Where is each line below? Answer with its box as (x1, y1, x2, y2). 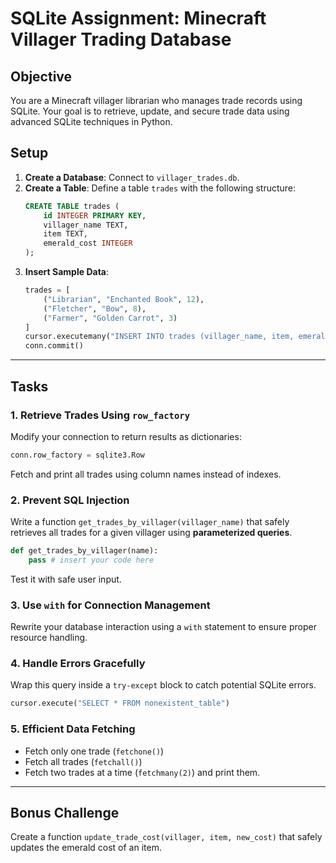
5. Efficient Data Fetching (10, 722, 136, 736)
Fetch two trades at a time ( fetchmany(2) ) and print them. (24, 766, 261, 778)
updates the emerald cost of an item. (10, 842, 162, 854)
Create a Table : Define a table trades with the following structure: (24, 182, 297, 194)
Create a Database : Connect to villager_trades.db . (24, 171, 240, 183)
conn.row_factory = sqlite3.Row (10, 450, 145, 460)
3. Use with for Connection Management (10, 598, 211, 612)
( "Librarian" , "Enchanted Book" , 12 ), (43, 294, 205, 304)
